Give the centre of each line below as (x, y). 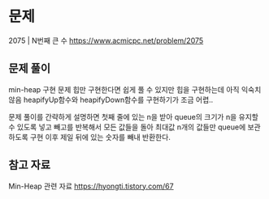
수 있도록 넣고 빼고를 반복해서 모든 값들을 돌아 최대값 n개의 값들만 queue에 (127, 127)
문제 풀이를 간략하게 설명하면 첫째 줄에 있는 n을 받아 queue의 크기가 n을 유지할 (133, 116)
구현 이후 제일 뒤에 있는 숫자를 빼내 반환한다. (100, 137)
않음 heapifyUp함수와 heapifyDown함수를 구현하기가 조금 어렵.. (111, 99)
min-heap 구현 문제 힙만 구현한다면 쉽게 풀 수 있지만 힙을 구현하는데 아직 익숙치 (135, 89)
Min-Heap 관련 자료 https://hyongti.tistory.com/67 (91, 186)
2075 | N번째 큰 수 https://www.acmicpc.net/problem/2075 (106, 40)
